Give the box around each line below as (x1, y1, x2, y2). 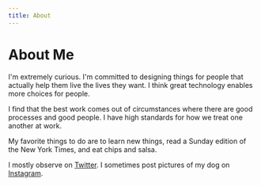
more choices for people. (8, 89, 91, 98)
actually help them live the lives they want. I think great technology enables (8, 80, 253, 89)
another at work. (8, 120, 62, 131)
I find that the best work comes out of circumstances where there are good (8, 104, 253, 113)
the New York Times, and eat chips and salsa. (8, 144, 157, 154)
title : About (8, 11, 51, 20)
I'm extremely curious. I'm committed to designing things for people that (8, 72, 244, 82)
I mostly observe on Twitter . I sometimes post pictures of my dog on (8, 160, 230, 169)
